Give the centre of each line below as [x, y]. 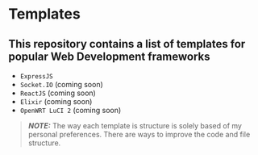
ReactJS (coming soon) [58, 93]
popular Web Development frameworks [110, 56]
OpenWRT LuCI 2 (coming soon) [71, 110]
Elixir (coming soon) [56, 101]
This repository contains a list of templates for [127, 44]
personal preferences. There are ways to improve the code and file [139, 134]
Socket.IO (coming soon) [61, 84]
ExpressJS [37, 77]
